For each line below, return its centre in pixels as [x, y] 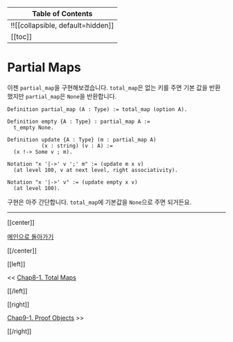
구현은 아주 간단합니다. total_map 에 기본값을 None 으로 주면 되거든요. [100, 202]
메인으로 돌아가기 [31, 237]
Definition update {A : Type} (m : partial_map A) [82, 139]
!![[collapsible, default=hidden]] [62, 25]
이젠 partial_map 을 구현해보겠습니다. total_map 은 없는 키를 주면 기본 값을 [107, 87]
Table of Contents [62, 14]
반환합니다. [102, 96]
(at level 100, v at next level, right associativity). [96, 170]
